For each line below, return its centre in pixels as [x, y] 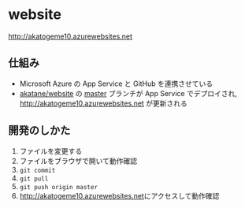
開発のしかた [39, 130]
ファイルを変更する [51, 150]
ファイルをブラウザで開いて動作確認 [78, 161]
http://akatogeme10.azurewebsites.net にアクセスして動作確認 [119, 195]
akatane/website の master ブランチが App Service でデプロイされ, [128, 93]
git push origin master [59, 187]
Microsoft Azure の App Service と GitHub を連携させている [116, 84]
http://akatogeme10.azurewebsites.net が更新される [103, 103]
